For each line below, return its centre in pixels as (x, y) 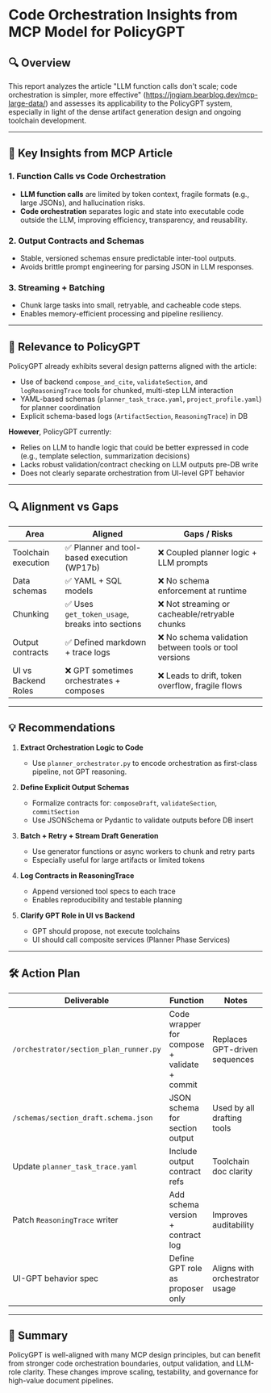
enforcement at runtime (202, 591)
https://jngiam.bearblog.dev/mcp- (202, 95)
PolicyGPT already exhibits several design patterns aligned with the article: (133, 366)
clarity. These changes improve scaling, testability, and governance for (141, 1372)
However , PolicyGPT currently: (60, 432)
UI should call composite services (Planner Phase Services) (131, 939)
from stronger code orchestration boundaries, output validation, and (122, 1364)
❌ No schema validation (203, 637)
